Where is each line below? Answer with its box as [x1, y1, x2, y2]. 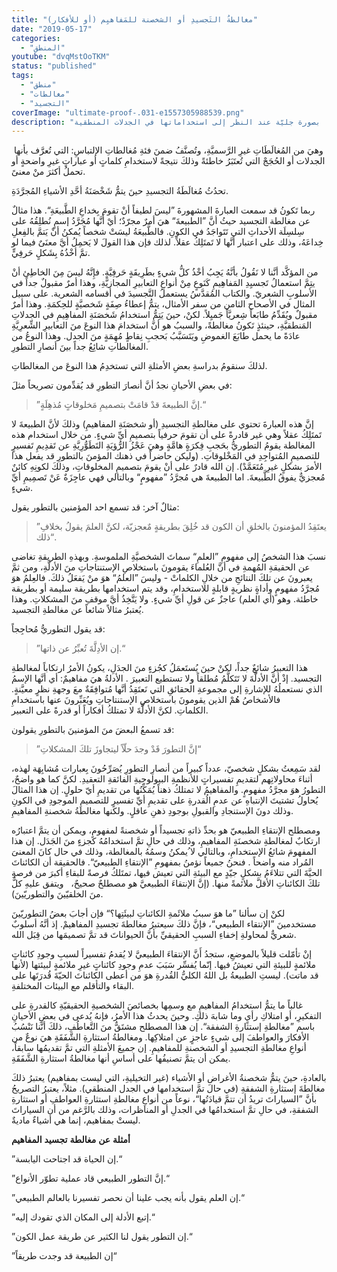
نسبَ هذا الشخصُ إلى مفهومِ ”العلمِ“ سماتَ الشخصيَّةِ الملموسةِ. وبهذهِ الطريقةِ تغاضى [11, 551, 327, 563]
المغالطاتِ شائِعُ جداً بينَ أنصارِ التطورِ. [11, 341, 149, 353]
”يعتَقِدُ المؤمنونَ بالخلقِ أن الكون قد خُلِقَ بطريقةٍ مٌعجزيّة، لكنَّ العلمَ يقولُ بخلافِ [35, 521, 327, 533]
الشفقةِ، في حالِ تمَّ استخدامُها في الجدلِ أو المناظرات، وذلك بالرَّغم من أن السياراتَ [11, 1104, 319, 1116]
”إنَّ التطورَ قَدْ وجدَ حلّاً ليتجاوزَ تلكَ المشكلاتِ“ [35, 743, 202, 755]
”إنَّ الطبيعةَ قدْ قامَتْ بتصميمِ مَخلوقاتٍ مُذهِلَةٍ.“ [35, 399, 206, 411]
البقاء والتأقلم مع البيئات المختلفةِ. [11, 980, 135, 992]
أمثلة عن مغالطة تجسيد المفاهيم [11, 1134, 131, 1146]
